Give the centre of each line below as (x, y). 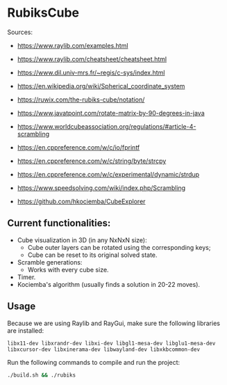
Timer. (26, 277)
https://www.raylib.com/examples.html (73, 45)
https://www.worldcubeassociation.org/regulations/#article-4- (107, 126)
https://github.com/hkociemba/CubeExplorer (81, 201)
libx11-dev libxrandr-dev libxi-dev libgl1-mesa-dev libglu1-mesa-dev (111, 343)
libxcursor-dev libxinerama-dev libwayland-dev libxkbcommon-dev (103, 349)
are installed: (26, 330)
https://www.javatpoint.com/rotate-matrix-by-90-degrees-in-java (111, 113)
